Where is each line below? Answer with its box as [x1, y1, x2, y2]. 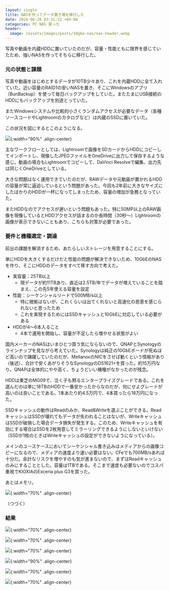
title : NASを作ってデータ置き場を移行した [5, 12, 84, 17]
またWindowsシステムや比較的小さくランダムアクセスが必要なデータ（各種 [5, 108, 162, 114]
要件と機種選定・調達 [5, 233, 57, 240]
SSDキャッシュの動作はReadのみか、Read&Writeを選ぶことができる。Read [5, 407, 162, 413]
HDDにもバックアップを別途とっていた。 [5, 97, 90, 103]
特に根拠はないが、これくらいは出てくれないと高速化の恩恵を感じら [20, 298, 162, 304]
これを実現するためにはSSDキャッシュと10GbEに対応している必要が [20, 311, 162, 317]
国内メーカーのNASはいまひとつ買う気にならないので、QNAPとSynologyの [5, 341, 162, 347]
